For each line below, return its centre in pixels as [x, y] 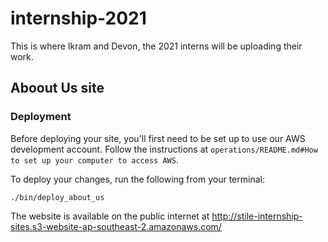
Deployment [41, 117]
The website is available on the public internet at [110, 216]
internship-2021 [78, 18]
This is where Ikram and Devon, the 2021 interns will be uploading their [156, 46]
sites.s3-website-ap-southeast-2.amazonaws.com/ [116, 226]
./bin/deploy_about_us [57, 197]
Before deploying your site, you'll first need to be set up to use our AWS [158, 138]
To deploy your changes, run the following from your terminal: [137, 179]
